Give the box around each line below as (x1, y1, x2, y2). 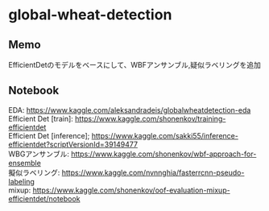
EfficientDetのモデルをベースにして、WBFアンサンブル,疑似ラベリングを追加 (8, 60, 262, 69)
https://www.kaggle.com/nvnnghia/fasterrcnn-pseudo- (61, 168, 245, 177)
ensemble (8, 158, 42, 168)
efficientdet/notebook (8, 193, 81, 203)
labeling (8, 176, 35, 186)
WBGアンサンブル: (8, 149, 70, 159)
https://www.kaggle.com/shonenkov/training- (75, 114, 226, 123)
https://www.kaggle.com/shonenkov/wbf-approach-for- (71, 149, 257, 159)
